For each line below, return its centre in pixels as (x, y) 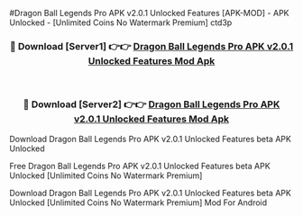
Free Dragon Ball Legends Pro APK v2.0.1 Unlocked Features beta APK (140, 166)
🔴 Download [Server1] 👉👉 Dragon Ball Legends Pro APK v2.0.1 (151, 46)
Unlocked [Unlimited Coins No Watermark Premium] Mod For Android (138, 202)
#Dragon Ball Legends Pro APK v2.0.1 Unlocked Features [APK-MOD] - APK (149, 13)
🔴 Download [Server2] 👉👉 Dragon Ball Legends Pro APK (151, 104)
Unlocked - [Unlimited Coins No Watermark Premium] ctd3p (121, 22)
